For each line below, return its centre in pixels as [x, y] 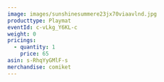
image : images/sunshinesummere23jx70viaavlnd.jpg [82, 14]
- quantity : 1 [34, 47]
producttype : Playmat [39, 21]
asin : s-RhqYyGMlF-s [38, 61]
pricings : [22, 41]
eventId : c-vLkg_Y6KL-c [43, 27]
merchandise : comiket [39, 67]
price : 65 [35, 54]
